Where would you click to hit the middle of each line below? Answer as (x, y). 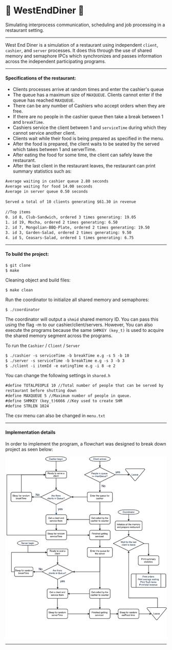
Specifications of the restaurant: (41, 78)
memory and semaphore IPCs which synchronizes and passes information (84, 55)
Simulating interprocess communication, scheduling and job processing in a (85, 25)
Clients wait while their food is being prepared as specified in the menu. (88, 139)
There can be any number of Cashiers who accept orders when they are (89, 106)
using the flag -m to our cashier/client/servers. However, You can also (79, 325)
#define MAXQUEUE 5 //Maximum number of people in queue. (68, 396)
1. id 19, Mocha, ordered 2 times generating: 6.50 (61, 222)
